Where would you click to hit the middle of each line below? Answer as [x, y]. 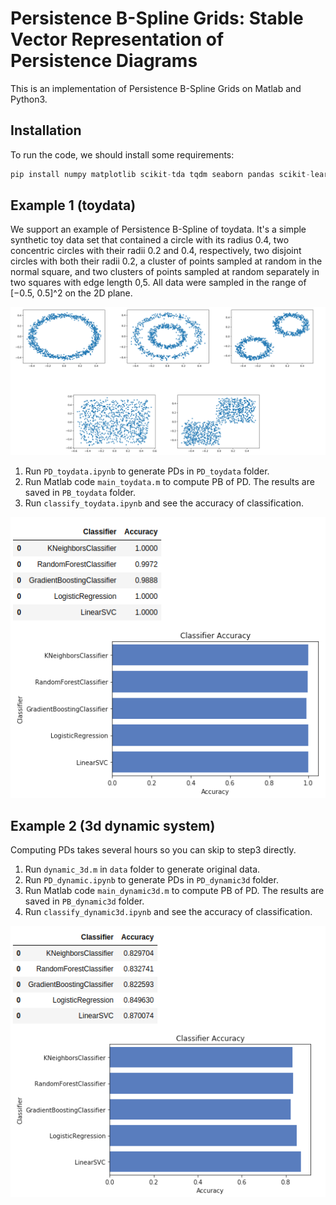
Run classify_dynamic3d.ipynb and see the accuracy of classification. [168, 912]
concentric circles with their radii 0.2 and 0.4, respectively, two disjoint [156, 251]
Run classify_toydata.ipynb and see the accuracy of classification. [164, 503]
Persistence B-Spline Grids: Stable [157, 18]
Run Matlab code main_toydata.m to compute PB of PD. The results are [169, 481]
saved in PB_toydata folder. [80, 492]
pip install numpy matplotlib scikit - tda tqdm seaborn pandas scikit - [160, 174]
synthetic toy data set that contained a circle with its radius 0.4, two [150, 240]
